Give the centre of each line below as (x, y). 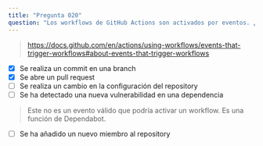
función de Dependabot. (67, 119)
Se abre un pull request (57, 77)
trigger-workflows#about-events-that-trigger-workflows (118, 53)
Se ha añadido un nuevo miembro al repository (95, 134)
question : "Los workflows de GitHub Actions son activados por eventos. (129, 23)
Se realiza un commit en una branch (77, 68)
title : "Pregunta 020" (45, 15)
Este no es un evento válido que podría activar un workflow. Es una (135, 110)
